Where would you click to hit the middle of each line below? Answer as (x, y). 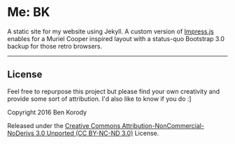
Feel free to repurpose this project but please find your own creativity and (114, 91)
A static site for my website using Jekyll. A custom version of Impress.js (111, 31)
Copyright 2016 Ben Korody (47, 112)
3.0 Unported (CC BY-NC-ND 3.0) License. (98, 133)
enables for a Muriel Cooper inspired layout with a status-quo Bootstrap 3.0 (116, 38)
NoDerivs (21, 133)
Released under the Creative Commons (64, 125)
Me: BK (29, 12)
